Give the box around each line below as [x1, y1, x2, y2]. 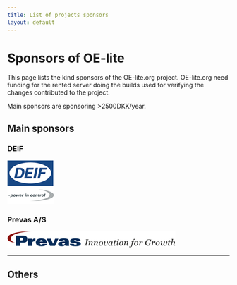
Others [7, 268, 39, 280]
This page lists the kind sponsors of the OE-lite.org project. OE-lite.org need [7, 73, 229, 82]
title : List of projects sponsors [7, 11, 109, 18]
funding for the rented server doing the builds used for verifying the [7, 81, 205, 90]
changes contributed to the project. [7, 88, 111, 97]
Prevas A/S [7, 215, 47, 225]
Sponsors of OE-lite [7, 50, 125, 66]
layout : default [7, 18, 55, 26]
